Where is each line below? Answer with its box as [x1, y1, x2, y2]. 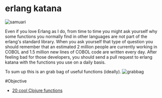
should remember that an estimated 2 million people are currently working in [5, 44, 157, 49]
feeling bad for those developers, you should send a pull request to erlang [5, 54, 153, 60]
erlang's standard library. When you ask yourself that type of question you [5, 38, 153, 44]
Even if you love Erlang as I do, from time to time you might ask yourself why [5, 28, 158, 34]
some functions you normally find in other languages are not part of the [5, 33, 147, 39]
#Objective [5, 78, 27, 84]
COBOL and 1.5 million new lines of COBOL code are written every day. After [5, 49, 157, 55]
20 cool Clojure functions [12, 87, 63, 93]
